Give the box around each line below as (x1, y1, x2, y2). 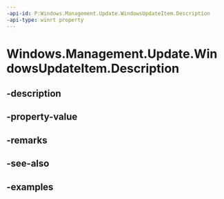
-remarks (6, 134, 48, 146)
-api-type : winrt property (6, 16, 84, 23)
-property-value (6, 111, 78, 123)
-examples (6, 181, 54, 193)
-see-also (6, 158, 50, 169)
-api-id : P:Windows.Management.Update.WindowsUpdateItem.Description (6, 10, 211, 17)
